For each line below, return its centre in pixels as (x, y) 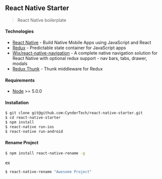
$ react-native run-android (34, 131)
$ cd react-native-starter (33, 118)
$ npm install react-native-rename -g (45, 153)
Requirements (20, 80)
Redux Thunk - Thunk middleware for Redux (57, 69)
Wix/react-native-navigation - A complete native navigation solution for (85, 53)
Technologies (20, 31)
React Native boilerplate (42, 20)
